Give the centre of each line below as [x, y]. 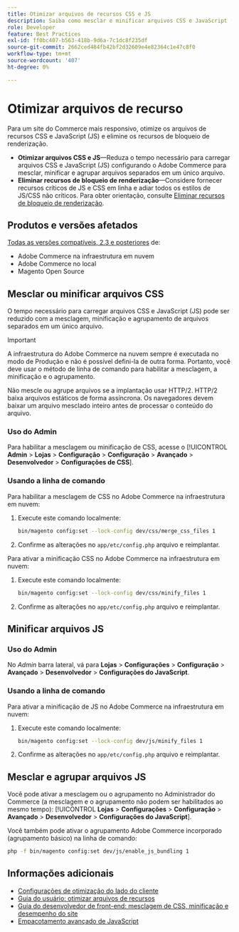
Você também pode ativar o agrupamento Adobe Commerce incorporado [115, 831]
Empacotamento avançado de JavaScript [78, 921]
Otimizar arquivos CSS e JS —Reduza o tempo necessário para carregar [124, 157]
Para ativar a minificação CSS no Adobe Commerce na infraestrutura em [114, 558]
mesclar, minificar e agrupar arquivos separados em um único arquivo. [121, 173]
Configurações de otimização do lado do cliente [88, 891]
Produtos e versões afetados [73, 225]
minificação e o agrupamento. [51, 377]
